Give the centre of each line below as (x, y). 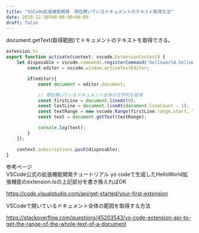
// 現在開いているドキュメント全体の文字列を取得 (90, 95)
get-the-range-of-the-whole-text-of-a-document (66, 224)
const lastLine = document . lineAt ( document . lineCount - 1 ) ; (113, 106)
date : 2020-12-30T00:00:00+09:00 (47, 17)
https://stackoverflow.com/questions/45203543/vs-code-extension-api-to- (99, 218)
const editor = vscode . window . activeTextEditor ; (89, 68)
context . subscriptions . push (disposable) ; (68, 149)
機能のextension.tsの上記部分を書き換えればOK (69, 182)
